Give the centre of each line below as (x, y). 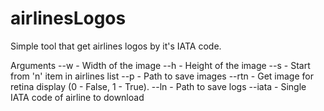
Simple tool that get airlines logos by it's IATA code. (116, 46)
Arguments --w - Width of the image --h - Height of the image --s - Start (160, 65)
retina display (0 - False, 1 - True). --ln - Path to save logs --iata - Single (158, 86)
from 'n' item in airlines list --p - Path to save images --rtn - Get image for (162, 76)
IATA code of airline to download (77, 97)
